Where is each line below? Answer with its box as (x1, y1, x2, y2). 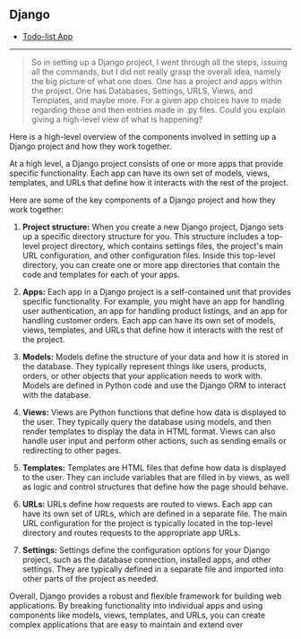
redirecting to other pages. (21, 445, 122, 455)
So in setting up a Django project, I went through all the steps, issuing (30, 56, 288, 67)
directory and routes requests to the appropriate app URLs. (21, 527, 241, 538)
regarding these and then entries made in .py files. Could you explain (30, 104, 286, 115)
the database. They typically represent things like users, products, (21, 360, 267, 371)
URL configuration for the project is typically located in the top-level (21, 517, 273, 528)
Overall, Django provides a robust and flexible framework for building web (9, 591, 282, 601)
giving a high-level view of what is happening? (30, 114, 203, 125)
